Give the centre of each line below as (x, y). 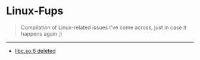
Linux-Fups (35, 11)
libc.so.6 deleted (35, 50)
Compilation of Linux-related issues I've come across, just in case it (104, 27)
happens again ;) (41, 33)
